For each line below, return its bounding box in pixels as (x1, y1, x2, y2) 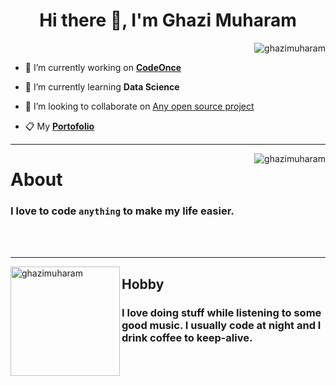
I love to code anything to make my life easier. (10, 204, 235, 218)
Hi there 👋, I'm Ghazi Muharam (39, 9, 297, 32)
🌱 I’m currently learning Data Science (24, 80, 180, 93)
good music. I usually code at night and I (121, 318, 322, 332)
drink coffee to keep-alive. (121, 330, 253, 344)
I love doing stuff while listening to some (121, 305, 322, 319)
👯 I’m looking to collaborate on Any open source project (24, 100, 255, 112)
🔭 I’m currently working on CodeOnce (24, 61, 182, 73)
